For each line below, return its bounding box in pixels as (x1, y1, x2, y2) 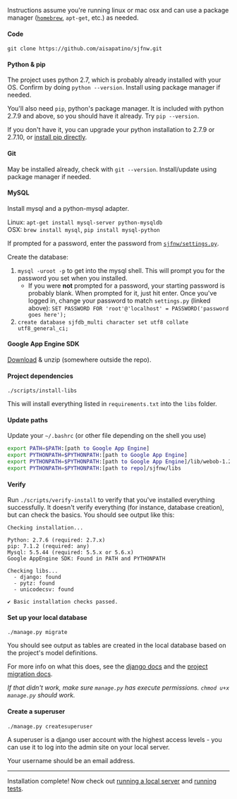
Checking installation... (7, 525, 83, 532)
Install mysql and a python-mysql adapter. (7, 204, 129, 212)
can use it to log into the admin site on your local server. (7, 743, 171, 751)
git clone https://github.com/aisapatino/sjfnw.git (7, 45, 162, 52)
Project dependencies (7, 372, 73, 380)
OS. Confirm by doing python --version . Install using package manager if (7, 83, 221, 92)
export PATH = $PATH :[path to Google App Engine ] (7, 445, 150, 452)
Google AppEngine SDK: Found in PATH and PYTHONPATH (7, 555, 166, 563)
